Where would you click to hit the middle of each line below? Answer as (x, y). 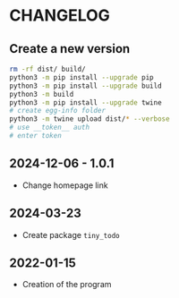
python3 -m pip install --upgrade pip (81, 77)
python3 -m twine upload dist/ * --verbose (89, 119)
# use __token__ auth (50, 128)
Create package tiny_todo (71, 234)
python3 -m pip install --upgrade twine (86, 102)
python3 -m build (42, 94)
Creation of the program (67, 285)
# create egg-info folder (57, 111)
